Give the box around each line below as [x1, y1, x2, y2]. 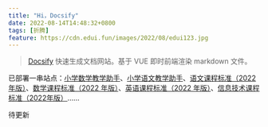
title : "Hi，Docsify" [8, 11, 79, 20]
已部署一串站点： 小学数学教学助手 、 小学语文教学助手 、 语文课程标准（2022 [8, 73, 257, 83]
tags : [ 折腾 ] [8, 26, 49, 34]
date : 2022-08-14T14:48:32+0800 [8, 19, 116, 27]
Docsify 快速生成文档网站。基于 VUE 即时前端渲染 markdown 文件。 [27, 56, 252, 66]
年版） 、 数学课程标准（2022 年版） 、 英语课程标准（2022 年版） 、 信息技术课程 [8, 83, 260, 93]
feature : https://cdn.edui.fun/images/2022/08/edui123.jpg [8, 33, 209, 42]
